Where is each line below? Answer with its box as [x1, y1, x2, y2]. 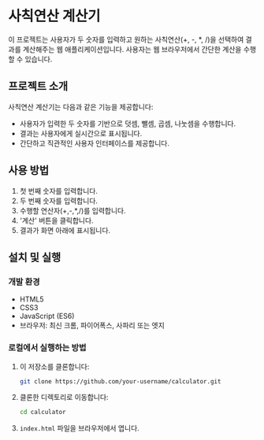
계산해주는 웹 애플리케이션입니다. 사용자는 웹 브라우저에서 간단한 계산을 [22, 44, 242, 54]
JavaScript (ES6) [19, 312, 75, 321]
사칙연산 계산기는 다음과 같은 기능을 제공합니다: [8, 102, 154, 111]
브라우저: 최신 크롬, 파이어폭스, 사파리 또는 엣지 [19, 320, 165, 331]
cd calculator [19, 409, 66, 416]
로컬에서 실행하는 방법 [8, 342, 87, 353]
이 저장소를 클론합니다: [19, 361, 90, 371]
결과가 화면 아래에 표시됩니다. [19, 225, 111, 235]
